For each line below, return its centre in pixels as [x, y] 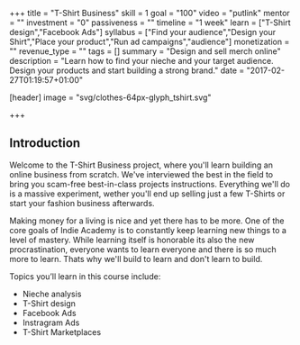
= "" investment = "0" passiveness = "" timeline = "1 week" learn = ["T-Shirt [150, 23]
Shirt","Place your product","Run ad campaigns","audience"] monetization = [150, 41]
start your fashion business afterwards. [82, 203]
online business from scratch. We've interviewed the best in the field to [141, 174]
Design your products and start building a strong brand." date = [127, 70]
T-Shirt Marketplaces [62, 331]
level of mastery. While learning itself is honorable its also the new [132, 240]
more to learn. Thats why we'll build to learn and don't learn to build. [136, 259]
